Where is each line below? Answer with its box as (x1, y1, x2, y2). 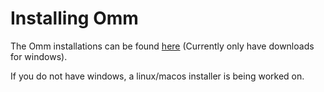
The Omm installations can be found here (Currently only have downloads (10, 40, 315, 52)
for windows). (10, 50, 68, 62)
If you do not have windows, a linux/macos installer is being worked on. (10, 70, 305, 82)
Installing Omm (10, 7, 139, 30)
